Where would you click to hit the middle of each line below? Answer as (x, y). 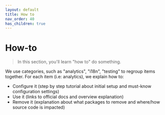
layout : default (22, 10)
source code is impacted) (39, 108)
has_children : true (25, 24)
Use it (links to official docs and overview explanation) (68, 97)
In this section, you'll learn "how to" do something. (69, 62)
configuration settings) (36, 92)
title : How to (20, 14)
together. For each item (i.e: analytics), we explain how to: (65, 77)
